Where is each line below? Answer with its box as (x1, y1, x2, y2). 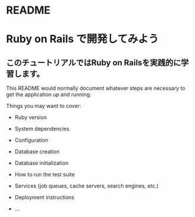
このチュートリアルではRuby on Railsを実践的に (6, 57, 181, 68)
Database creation (14, 148, 60, 155)
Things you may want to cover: (6, 103, 82, 110)
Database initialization (14, 160, 69, 167)
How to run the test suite (14, 171, 75, 178)
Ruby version (14, 114, 47, 121)
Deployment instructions (14, 194, 75, 201)
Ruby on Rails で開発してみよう (6, 32, 159, 46)
